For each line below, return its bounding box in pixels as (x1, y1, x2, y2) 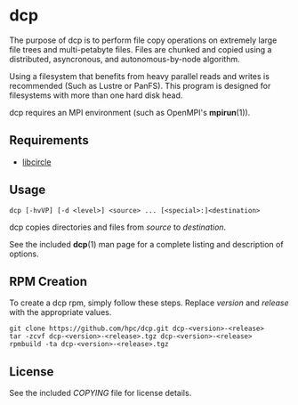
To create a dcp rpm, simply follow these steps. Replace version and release (9, 297, 289, 308)
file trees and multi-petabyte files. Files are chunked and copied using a (9, 44, 272, 54)
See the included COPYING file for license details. (9, 388, 192, 399)
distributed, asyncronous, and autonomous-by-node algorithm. (9, 53, 240, 64)
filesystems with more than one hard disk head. (9, 90, 183, 101)
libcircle (21, 157, 52, 167)
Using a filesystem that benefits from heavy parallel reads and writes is (9, 70, 270, 81)
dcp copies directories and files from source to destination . (9, 222, 227, 232)
